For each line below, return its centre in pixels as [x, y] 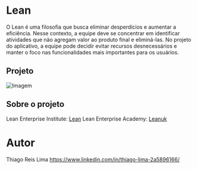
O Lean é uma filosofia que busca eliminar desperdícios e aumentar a [91, 27]
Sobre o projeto [35, 104]
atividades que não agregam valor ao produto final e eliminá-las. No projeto [99, 39]
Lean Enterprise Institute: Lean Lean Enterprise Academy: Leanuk [87, 119]
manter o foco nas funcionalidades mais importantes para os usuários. [93, 52]
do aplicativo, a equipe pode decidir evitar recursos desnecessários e [92, 46]
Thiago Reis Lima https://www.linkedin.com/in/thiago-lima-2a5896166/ [93, 159]
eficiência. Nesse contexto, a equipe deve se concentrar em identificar [93, 33]
